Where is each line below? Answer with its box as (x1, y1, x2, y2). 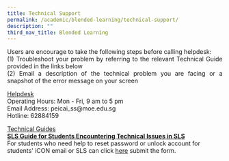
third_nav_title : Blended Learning (7, 29, 109, 36)
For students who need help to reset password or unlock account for (7, 139, 200, 147)
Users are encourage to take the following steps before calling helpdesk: (7, 48, 212, 56)
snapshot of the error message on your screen (7, 76, 139, 85)
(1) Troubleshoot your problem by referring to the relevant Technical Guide (7, 55, 223, 63)
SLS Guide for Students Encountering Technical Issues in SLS (7, 132, 185, 141)
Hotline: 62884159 (7, 112, 59, 120)
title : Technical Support (7, 10, 81, 17)
